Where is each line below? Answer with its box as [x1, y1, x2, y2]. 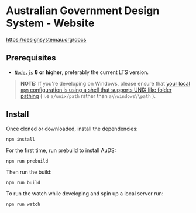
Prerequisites [6, 53, 56, 63]
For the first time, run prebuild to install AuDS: [6, 147, 116, 154]
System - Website [6, 16, 95, 30]
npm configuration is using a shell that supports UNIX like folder [20, 86, 172, 93]
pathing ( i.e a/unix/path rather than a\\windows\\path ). [20, 92, 156, 99]
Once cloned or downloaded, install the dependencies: [6, 125, 138, 132]
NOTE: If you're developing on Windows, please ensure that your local [20, 80, 190, 87]
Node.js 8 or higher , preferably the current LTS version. [14, 69, 149, 76]
